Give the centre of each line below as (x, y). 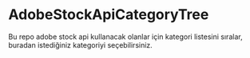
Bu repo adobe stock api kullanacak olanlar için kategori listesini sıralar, (125, 37)
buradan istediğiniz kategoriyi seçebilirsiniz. (81, 44)
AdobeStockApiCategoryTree (109, 15)
